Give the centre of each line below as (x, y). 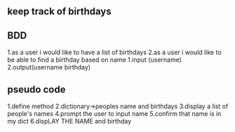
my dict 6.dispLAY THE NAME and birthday (69, 121)
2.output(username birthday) (49, 67)
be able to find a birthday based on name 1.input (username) (95, 60)
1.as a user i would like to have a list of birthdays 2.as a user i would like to (115, 53)
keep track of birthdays (59, 12)
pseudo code (36, 90)
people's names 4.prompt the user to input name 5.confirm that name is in (114, 114)
